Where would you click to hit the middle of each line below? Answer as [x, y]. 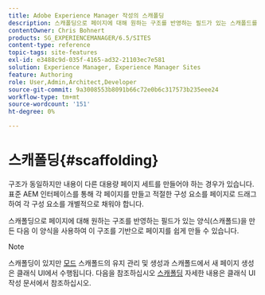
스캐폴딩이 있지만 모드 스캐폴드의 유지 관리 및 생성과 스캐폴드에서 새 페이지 [124, 262]
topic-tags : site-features [53, 52]
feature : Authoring [41, 75]
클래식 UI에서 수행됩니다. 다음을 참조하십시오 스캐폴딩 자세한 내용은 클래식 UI [136, 273]
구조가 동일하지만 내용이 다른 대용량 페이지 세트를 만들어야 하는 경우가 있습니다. [131, 184]
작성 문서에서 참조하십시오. [50, 282]
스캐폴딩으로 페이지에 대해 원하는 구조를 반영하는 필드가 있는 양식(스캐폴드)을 [128, 220]
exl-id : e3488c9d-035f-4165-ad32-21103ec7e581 [87, 60]
